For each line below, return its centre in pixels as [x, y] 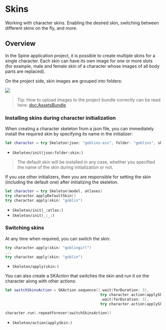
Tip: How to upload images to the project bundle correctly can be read [89, 99]
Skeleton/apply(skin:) [36, 267]
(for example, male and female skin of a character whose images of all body [82, 66]
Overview [21, 44]
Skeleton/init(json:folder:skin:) [48, 153]
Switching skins [25, 228]
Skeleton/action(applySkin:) [42, 323]
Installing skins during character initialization [61, 118]
